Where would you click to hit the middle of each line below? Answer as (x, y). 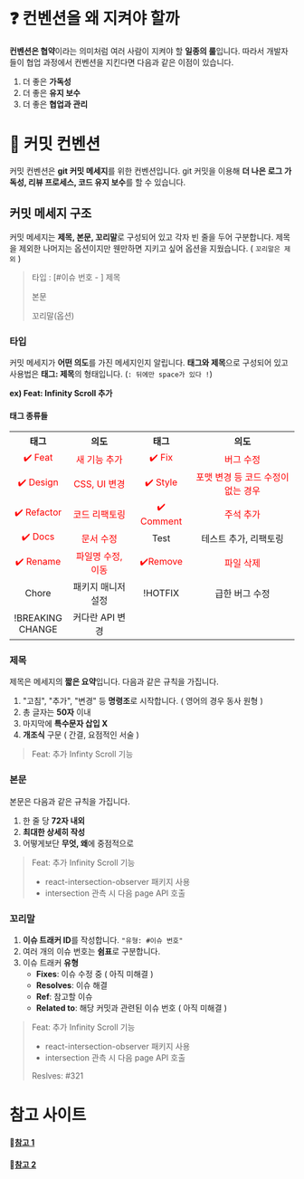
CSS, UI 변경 (100, 484)
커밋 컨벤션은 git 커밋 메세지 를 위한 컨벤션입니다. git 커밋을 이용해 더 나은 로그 (146, 171)
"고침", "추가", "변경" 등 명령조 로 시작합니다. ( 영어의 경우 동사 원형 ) (143, 701)
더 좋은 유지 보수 (52, 92)
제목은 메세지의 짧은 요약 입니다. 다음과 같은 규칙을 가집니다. (114, 682)
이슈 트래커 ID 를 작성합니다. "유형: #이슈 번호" (103, 940)
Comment (161, 521)
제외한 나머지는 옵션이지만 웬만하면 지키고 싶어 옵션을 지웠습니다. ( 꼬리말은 (149, 248)
